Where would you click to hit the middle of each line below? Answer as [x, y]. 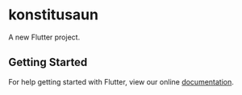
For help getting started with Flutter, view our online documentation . [121, 81]
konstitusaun [54, 15]
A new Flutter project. [44, 37]
